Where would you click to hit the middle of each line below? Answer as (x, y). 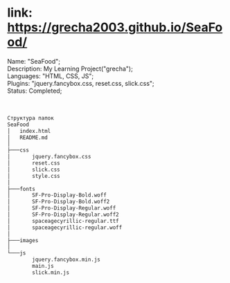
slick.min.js (51, 272)
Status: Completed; (35, 91)
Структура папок (30, 118)
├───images (23, 240)
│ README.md (28, 137)
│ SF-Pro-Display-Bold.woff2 (59, 202)
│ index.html (29, 131)
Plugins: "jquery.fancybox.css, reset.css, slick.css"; (81, 83)
